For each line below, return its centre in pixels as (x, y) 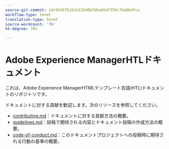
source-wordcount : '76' (31, 24)
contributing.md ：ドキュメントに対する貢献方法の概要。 (72, 116)
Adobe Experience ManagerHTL (75, 60)
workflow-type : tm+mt (28, 15)
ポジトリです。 (34, 94)
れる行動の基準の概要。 (37, 141)
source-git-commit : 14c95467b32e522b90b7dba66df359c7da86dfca (73, 10)
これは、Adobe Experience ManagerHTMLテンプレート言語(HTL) (74, 88)
